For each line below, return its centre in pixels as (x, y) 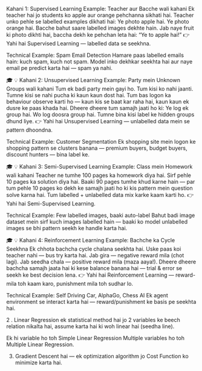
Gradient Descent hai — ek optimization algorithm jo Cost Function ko (102, 356)
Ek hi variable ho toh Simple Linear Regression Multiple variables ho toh (95, 338)
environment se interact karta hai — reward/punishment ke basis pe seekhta (101, 302)
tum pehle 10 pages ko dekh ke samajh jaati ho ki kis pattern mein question (100, 188)
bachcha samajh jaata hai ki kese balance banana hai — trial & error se (94, 268)
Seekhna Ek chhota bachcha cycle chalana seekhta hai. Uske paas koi (94, 249)
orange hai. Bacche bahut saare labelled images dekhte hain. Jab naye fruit (100, 28)
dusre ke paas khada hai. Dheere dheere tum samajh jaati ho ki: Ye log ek (97, 108)
